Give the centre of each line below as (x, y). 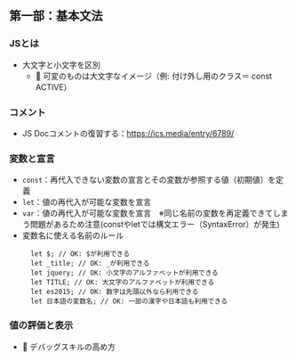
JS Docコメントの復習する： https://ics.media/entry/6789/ (128, 133)
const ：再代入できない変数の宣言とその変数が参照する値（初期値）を (149, 180)
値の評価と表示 (41, 325)
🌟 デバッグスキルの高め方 (68, 347)
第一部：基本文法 (56, 16)
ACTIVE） (53, 86)
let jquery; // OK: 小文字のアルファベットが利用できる (124, 273)
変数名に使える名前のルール (73, 235)
